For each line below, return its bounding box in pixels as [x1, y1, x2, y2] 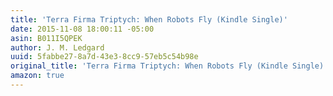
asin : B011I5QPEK [10, 33, 83, 43]
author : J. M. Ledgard [10, 42, 105, 53]
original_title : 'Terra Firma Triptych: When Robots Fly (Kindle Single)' [10, 61, 329, 71]
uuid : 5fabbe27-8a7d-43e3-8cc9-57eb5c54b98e [10, 52, 199, 62]
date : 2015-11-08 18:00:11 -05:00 [10, 24, 155, 34]
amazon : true [10, 71, 65, 81]
